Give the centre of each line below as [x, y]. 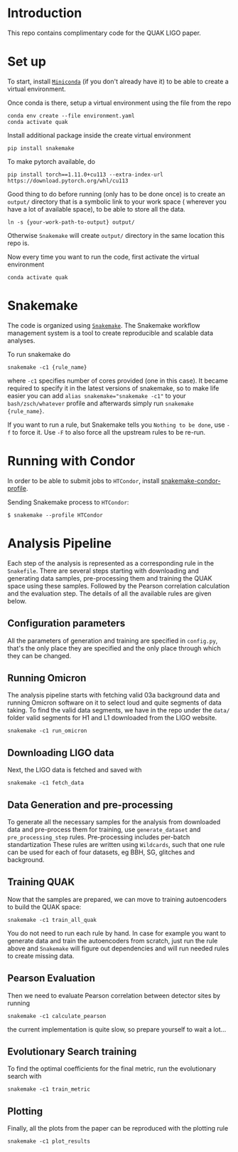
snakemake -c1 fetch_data [45, 783]
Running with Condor [71, 461]
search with [25, 1076]
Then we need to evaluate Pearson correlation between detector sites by [114, 995]
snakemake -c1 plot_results [49, 1141]
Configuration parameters [66, 624]
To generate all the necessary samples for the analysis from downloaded [114, 821]
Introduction [45, 13]
